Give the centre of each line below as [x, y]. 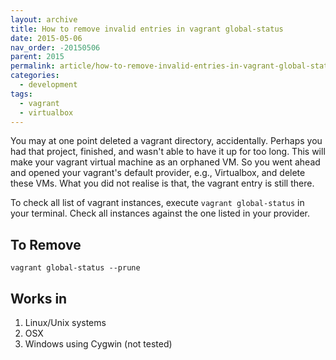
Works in [39, 298]
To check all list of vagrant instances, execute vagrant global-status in [157, 203]
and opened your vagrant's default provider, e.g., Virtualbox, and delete [158, 173]
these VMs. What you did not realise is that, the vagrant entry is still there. [162, 183]
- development [48, 85]
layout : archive [44, 19]
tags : [21, 94]
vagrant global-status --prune [75, 268]
